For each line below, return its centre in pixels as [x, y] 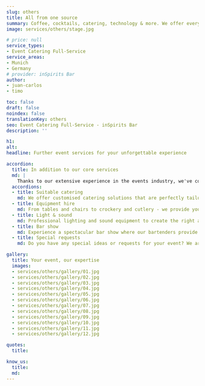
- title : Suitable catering [48, 192]
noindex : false [26, 114]
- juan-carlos [24, 86]
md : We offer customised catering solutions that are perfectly [101, 198]
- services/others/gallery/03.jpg [56, 283]
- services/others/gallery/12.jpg [56, 334]
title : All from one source [42, 18]
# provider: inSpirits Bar [41, 74]
